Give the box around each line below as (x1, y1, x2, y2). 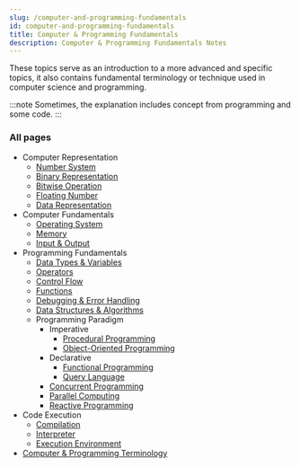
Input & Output (35, 237, 90, 248)
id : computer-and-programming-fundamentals (9, 22, 175, 31)
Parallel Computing (49, 390, 120, 401)
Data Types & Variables (35, 257, 123, 268)
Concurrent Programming (49, 381, 144, 392)
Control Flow (35, 276, 84, 286)
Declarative (49, 352, 92, 363)
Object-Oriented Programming (62, 342, 175, 353)
